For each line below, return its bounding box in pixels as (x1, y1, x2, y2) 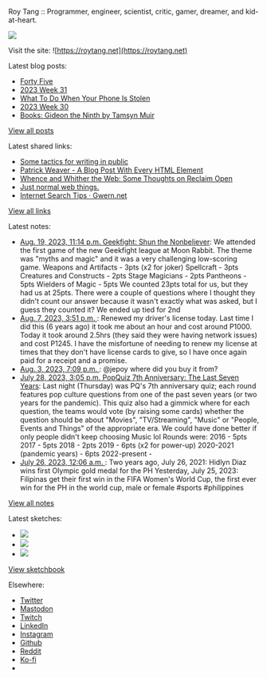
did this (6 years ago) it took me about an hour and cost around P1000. (19, 322, 253, 331)
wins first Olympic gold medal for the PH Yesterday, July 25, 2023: (19, 466, 239, 475)
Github (19, 638, 42, 647)
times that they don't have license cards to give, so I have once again (19, 347, 247, 357)
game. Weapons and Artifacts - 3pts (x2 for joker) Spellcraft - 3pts (19, 262, 239, 272)
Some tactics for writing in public (19, 157, 129, 166)
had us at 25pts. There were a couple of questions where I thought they (19, 288, 256, 298)
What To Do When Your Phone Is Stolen (19, 93, 151, 103)
